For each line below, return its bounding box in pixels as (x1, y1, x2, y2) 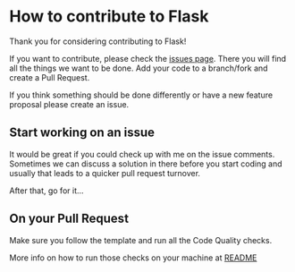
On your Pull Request (9, 211, 130, 226)
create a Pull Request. (9, 72, 90, 82)
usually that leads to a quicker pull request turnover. (9, 167, 201, 178)
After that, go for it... (9, 185, 84, 196)
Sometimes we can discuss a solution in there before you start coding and (9, 158, 282, 169)
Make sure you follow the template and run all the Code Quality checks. (9, 234, 273, 245)
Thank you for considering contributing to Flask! (9, 36, 187, 47)
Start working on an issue (9, 125, 155, 140)
